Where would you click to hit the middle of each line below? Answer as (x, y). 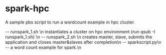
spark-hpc (27, 9)
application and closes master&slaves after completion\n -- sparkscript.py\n (83, 42)
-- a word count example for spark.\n (43, 47)
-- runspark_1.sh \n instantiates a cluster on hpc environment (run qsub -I (80, 31)
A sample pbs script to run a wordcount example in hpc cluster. (70, 22)
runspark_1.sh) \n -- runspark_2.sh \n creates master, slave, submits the (79, 37)
